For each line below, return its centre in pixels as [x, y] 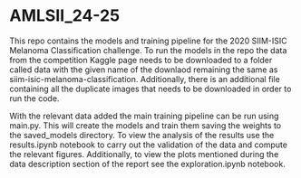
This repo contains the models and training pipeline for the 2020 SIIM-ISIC [148, 41]
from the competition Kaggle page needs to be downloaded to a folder [141, 60]
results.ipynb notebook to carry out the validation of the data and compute [149, 145]
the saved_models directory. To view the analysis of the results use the [142, 135]
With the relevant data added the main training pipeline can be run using [144, 116]
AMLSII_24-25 [65, 16]
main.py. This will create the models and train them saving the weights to [146, 125]
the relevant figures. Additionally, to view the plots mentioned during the [144, 154]
